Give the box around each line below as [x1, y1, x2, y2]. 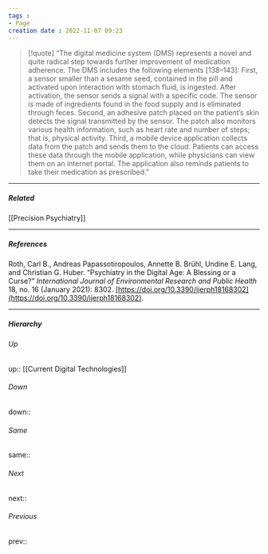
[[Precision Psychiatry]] [8, 213, 86, 223]
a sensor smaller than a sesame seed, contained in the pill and [27, 74, 233, 84]
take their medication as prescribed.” [27, 167, 150, 177]
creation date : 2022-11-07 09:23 [8, 26, 124, 34]
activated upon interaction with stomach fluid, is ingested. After [27, 82, 237, 92]
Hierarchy [8, 319, 42, 329]
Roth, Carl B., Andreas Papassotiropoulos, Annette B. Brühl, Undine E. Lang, [8, 259, 258, 269]
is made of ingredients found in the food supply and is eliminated [27, 99, 242, 109]
